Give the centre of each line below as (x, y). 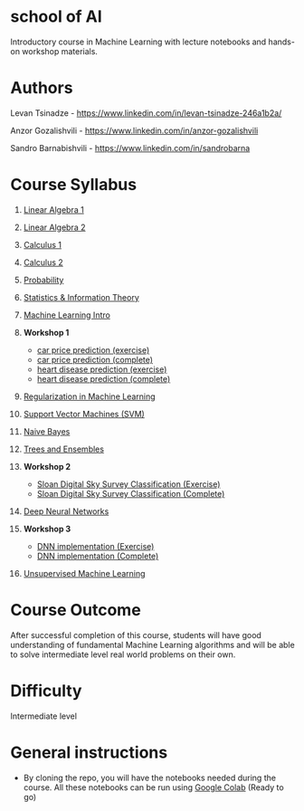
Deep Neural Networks (66, 511)
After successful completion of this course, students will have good (136, 634)
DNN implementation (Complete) (98, 556)
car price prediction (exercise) (93, 349)
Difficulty (46, 691)
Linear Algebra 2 (54, 227)
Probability (43, 280)
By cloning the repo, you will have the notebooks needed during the (150, 778)
